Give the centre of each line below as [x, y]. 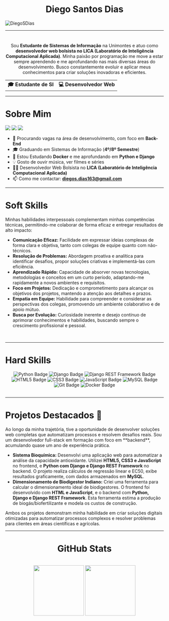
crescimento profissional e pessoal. [49, 325]
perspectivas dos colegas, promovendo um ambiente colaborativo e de [86, 304]
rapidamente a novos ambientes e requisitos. [59, 283]
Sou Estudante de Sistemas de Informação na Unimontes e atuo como [84, 46]
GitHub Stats [84, 549]
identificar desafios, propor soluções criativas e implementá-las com [84, 261]
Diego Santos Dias [84, 9]
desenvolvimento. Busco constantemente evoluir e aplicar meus [84, 67]
